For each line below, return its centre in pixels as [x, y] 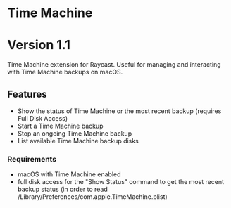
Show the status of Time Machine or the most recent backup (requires [119, 111]
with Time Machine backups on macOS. [65, 72]
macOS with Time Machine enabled [69, 174]
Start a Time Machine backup [60, 126]
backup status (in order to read [62, 189]
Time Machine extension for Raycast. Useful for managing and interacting [114, 65]
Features [27, 94]
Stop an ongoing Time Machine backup [75, 133]
